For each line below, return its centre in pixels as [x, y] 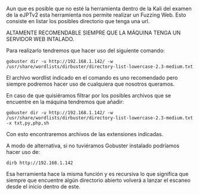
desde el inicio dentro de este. [43, 186]
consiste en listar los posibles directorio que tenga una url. [78, 21]
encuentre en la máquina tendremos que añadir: [65, 102]
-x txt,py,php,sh [28, 123]
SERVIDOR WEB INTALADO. [40, 39]
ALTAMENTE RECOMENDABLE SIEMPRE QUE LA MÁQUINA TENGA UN [94, 33]
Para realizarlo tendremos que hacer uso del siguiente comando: [85, 51]
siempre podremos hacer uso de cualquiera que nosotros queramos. [90, 84]
